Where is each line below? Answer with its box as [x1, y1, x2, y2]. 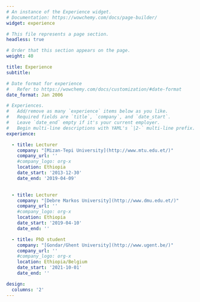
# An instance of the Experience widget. [6, 8, 112, 15]
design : [6, 281, 26, 287]
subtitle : [6, 69, 31, 75]
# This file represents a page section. [6, 31, 110, 37]
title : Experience [6, 64, 52, 70]
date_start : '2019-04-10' [17, 220, 83, 226]
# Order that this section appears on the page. [6, 48, 131, 54]
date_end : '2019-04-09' [17, 175, 77, 181]
